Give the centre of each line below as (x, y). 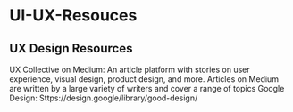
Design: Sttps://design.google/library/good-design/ (104, 98)
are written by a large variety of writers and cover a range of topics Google (147, 88)
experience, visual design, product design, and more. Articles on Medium (144, 79)
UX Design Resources (71, 48)
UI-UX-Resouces (73, 16)
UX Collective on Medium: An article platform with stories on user (130, 69)
